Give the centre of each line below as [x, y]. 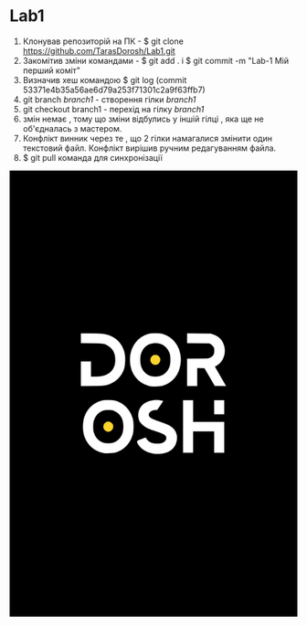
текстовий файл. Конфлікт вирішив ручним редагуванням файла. [149, 148]
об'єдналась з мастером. [72, 128]
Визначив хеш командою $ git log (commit [105, 80]
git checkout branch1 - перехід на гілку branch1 [113, 109]
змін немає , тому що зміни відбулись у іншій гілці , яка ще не [143, 119]
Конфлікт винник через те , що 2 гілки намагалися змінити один [147, 138]
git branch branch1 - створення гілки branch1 [109, 99]
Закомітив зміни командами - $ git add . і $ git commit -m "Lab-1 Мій [156, 60]
